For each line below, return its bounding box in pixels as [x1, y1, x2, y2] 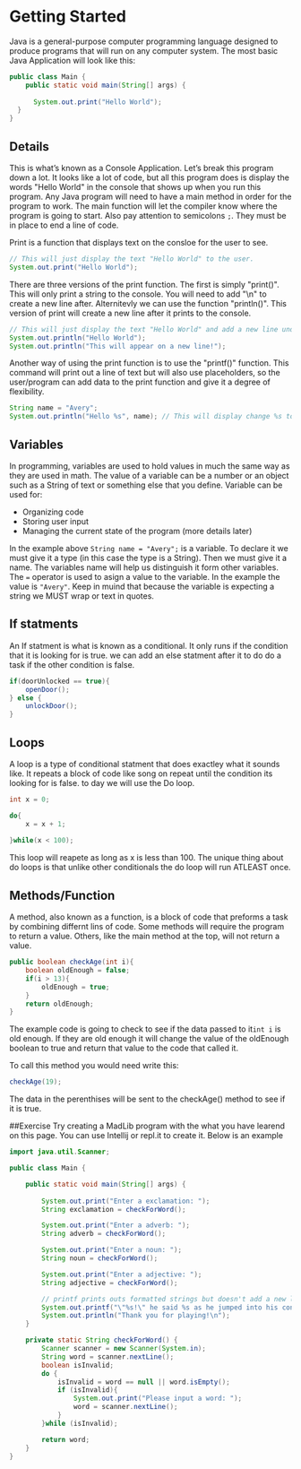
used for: [9, 488, 43, 499]
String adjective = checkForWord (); [41, 1278, 178, 1287]
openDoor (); [25, 685, 70, 694]
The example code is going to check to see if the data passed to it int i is [9, 1024, 281, 1034]
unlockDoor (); [25, 702, 78, 711]
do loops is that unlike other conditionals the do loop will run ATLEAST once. [9, 862, 291, 873]
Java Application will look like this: [9, 55, 136, 65]
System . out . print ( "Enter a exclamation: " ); [41, 1197, 211, 1205]
